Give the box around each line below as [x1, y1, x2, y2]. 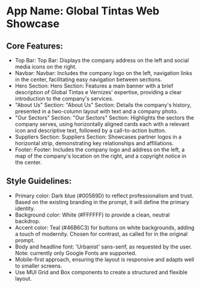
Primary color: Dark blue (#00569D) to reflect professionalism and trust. [14, 192, 194, 199]
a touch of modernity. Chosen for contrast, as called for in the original [14, 230, 188, 238]
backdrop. [14, 217, 41, 224]
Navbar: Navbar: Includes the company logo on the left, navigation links [14, 70, 192, 76]
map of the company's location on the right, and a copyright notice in [14, 152, 187, 160]
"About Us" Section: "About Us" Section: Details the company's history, [14, 101, 192, 109]
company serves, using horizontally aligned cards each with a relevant [14, 121, 190, 127]
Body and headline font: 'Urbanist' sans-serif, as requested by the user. [14, 243, 192, 250]
